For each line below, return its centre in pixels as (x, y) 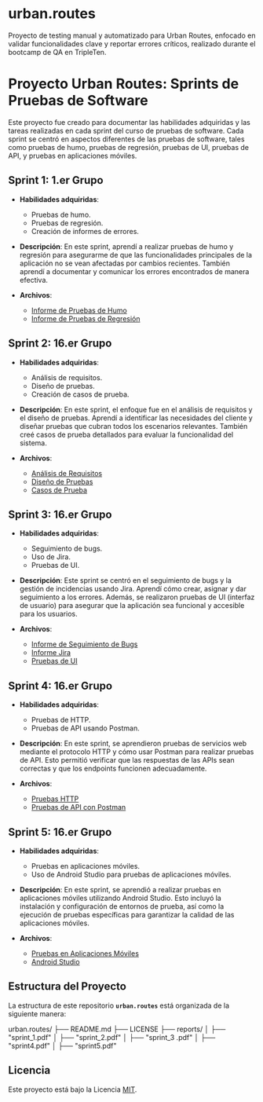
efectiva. (34, 280)
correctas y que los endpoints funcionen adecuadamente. (113, 769)
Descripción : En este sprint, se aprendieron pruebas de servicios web (133, 744)
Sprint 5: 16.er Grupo (60, 832)
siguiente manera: (37, 1013)
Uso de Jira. (51, 557)
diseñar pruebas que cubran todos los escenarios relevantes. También (133, 426)
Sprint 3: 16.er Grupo (60, 514)
